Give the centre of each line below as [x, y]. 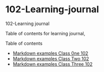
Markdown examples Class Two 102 [51, 58]
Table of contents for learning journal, [45, 33]
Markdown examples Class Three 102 [53, 64]
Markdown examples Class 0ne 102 [50, 53]
